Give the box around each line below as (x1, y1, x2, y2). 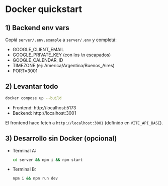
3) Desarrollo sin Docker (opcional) (5, 134, 117, 143)
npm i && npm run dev (12, 176, 58, 181)
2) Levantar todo (5, 82, 58, 91)
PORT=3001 (12, 68, 38, 74)
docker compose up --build (5, 95, 62, 101)
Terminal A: (12, 147, 37, 153)
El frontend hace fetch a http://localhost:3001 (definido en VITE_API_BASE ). (5, 119, 163, 126)
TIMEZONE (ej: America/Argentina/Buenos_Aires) (12, 63, 115, 68)
